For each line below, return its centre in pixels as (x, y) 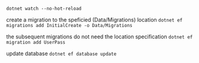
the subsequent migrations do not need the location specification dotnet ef (99, 37)
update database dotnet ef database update (61, 53)
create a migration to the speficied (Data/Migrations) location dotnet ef (94, 20)
